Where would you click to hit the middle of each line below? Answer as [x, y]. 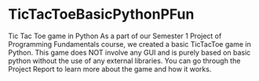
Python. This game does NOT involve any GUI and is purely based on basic [129, 52]
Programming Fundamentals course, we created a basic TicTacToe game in [129, 44]
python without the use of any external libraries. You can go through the [124, 61]
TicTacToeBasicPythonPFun [101, 14]
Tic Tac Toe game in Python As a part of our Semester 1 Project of [115, 36]
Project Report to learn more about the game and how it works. [110, 69]
